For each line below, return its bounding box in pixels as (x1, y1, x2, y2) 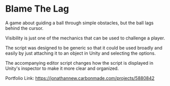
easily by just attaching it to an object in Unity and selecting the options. (5, 50, 156, 56)
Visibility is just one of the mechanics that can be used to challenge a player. (5, 35, 165, 41)
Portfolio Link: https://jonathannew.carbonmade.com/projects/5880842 (5, 75, 155, 81)
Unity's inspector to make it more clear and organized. (5, 65, 119, 71)
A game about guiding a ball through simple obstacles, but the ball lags (5, 20, 154, 26)
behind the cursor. (5, 25, 44, 31)
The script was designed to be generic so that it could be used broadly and (5, 45, 162, 51)
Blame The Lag (5, 3, 70, 15)
